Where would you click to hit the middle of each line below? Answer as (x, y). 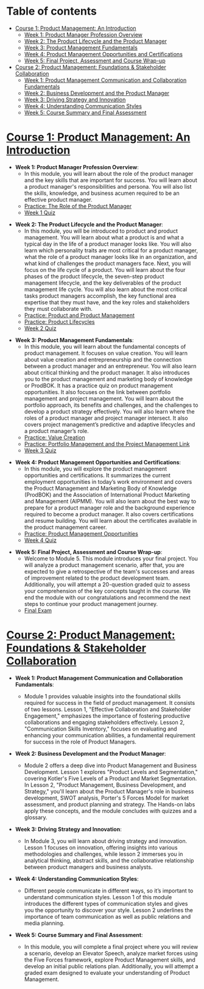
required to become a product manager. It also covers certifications (109, 514)
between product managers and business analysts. (88, 867)
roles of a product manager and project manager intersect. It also (106, 418)
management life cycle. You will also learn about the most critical (106, 289)
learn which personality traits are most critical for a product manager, (111, 250)
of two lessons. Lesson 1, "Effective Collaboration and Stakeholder (107, 709)
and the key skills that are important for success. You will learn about (111, 180)
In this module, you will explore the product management (96, 469)
